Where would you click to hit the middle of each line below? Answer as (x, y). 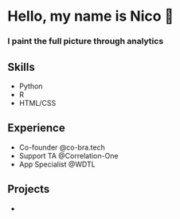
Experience (36, 128)
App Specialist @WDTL (57, 164)
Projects (29, 189)
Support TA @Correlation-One (68, 155)
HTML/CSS (37, 103)
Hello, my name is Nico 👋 (91, 16)
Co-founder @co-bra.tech (62, 147)
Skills (21, 67)
